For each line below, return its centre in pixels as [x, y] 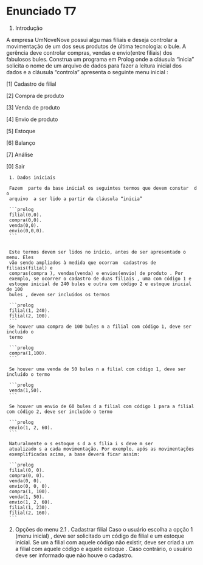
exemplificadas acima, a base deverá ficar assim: [74, 454]
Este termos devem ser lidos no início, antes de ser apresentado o [98, 252]
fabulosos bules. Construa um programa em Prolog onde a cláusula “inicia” [100, 59]
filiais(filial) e [29, 268]
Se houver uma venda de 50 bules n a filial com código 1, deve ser [98, 369]
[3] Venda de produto [33, 107]
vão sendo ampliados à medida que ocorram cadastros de [82, 263]
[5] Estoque [21, 131]
